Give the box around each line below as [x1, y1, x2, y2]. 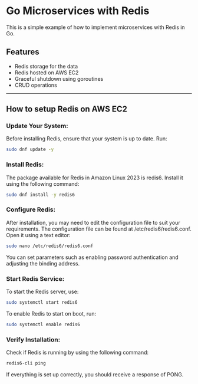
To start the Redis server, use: [6, 288, 79, 295]
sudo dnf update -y [6, 146, 54, 153]
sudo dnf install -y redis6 [6, 192, 75, 198]
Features [6, 47, 39, 57]
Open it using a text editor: [6, 231, 71, 238]
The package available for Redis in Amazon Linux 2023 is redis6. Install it [6, 174, 184, 181]
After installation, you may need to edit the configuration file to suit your [6, 219, 181, 226]
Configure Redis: [6, 205, 56, 214]
